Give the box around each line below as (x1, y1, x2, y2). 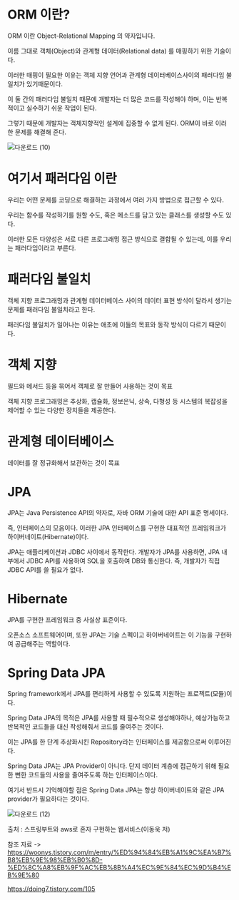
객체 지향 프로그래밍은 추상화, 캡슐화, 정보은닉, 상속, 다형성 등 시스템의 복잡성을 (7, 397, 228, 405)
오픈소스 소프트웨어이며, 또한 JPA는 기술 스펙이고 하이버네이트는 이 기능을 (7, 630, 213, 639)
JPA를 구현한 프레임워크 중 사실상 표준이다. (7, 615, 128, 624)
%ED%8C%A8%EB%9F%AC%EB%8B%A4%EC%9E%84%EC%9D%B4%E (7, 863, 232, 871)
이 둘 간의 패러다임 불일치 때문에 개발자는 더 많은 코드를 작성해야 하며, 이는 (7, 94, 215, 103)
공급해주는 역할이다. (14, 639, 71, 648)
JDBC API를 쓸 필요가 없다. (7, 565, 83, 574)
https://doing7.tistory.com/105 (7, 884, 96, 893)
